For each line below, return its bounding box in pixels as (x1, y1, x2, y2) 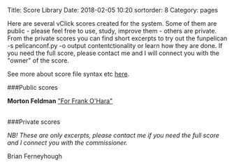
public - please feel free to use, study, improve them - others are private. (7, 27, 217, 35)
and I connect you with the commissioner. (7, 138, 128, 147)
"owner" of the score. (7, 56, 70, 65)
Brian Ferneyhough (7, 152, 63, 160)
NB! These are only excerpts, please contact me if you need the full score (7, 132, 220, 139)
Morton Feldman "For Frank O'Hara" (7, 97, 113, 105)
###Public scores (7, 83, 58, 91)
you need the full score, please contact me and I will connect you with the (7, 49, 220, 57)
